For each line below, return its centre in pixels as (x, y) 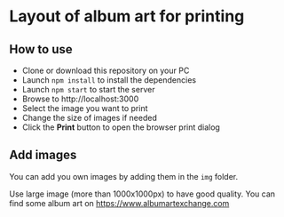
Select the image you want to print (85, 108)
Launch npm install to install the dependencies (109, 80)
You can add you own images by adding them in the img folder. (124, 176)
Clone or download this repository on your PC (106, 70)
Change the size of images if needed (90, 118)
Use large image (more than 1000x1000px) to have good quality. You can (142, 194)
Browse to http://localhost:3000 (80, 99)
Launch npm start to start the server (88, 89)
